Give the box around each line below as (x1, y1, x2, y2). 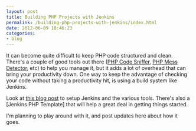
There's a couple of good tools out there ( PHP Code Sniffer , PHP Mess (6, 58, 178, 65)
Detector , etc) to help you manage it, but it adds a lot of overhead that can (6, 65, 186, 71)
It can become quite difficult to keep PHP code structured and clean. (6, 52, 173, 59)
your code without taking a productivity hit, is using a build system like (6, 77, 177, 84)
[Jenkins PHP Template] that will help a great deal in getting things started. (6, 101, 188, 108)
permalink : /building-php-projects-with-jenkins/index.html (6, 19, 158, 25)
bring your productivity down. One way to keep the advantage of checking (6, 71, 188, 78)
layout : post (6, 8, 38, 15)
